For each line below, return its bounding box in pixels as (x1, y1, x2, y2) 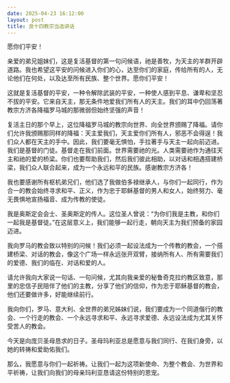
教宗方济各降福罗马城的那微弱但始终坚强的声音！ (7, 106, 145, 114)
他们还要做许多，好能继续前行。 (7, 290, 97, 299)
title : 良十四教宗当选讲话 (7, 23, 75, 30)
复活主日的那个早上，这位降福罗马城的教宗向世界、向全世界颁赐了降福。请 (7, 121, 217, 129)
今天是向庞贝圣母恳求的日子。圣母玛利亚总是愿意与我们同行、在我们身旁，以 (7, 337, 223, 345)
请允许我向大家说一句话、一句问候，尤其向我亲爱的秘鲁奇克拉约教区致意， (7, 273, 217, 281)
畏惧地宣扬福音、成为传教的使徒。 (12, 195, 110, 203)
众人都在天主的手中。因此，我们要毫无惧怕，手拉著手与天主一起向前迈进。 (12, 138, 223, 146)
